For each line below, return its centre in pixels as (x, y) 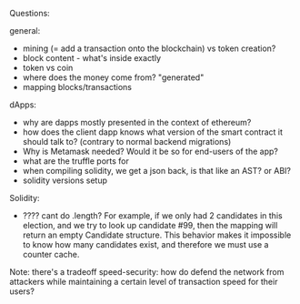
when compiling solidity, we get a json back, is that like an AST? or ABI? (156, 171)
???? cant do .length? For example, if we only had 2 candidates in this (153, 216)
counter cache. (51, 254)
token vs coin (48, 68)
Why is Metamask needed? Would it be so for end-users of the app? (150, 151)
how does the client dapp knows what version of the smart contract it (153, 132)
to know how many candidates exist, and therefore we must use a (145, 244)
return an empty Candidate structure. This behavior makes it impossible (157, 235)
